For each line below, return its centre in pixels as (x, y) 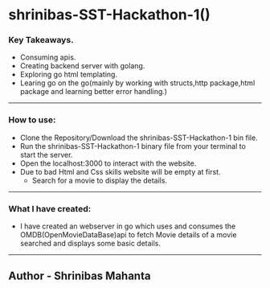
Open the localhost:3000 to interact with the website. (108, 163)
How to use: (32, 120)
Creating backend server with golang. (82, 66)
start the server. (46, 154)
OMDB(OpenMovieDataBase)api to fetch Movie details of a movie (128, 235)
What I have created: (50, 208)
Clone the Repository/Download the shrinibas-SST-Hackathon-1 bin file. (139, 138)
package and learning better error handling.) (93, 92)
